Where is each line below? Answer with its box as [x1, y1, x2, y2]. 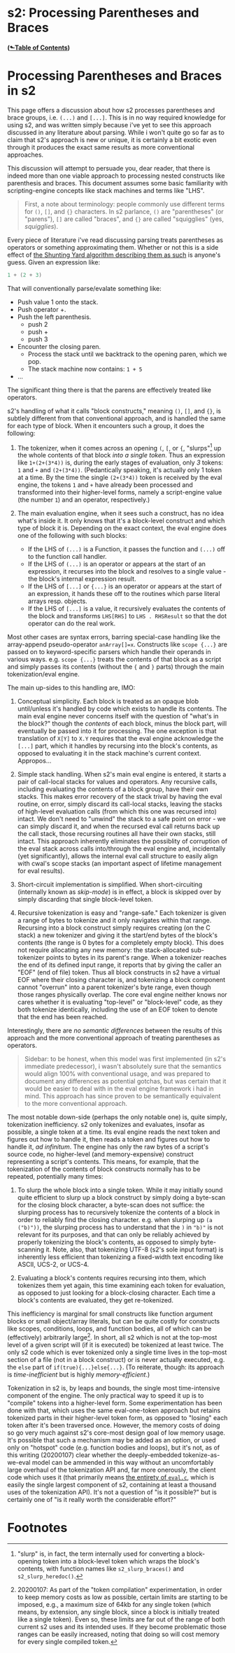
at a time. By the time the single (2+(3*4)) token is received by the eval [17, 474, 222, 482]
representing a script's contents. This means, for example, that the [7, 1158, 199, 1166]
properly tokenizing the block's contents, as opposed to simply [17, 1238, 199, 1247]
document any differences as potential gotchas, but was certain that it [24, 1077, 227, 1086]
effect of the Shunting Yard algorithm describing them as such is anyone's [7, 250, 221, 259]
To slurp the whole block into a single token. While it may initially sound [17, 1186, 223, 1194]
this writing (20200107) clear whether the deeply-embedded [7, 1450, 182, 1459]
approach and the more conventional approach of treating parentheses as [7, 1034, 220, 1042]
